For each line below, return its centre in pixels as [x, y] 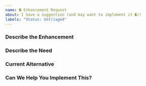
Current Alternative [30, 64]
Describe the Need [29, 51]
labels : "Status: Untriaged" [36, 19]
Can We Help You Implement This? [49, 78]
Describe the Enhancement [40, 37]
